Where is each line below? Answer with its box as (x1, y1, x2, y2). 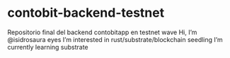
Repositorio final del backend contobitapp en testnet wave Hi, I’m (7, 28, 197, 36)
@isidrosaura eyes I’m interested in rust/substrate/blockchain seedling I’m (7, 35, 223, 43)
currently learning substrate (7, 43, 88, 51)
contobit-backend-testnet (7, 5, 165, 21)
